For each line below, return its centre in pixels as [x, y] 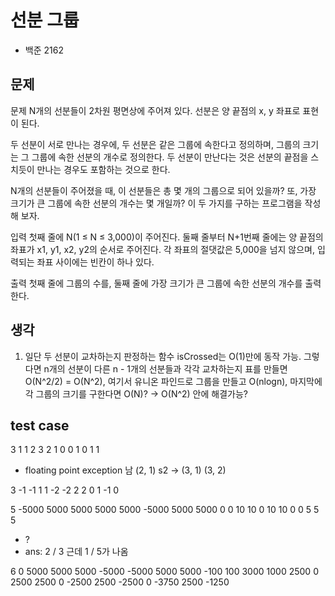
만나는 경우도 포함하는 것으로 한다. [103, 169]
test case [40, 425]
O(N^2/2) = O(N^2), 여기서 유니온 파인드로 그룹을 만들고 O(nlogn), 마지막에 [173, 381]
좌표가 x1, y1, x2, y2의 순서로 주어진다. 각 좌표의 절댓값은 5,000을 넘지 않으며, [163, 249]
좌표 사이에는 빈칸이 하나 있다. [95, 262]
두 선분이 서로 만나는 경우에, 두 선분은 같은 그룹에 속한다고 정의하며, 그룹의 [155, 144]
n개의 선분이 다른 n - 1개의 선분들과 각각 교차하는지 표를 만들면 [165, 368]
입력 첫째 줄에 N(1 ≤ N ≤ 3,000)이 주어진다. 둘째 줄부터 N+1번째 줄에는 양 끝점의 [167, 237]
